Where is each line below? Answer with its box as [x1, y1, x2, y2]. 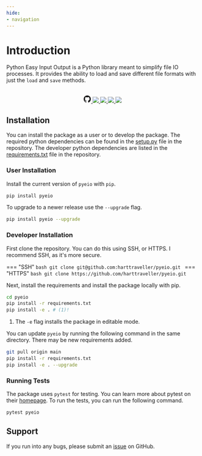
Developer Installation [6, 231, 73, 239]
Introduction [6, 43, 71, 58]
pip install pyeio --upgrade [6, 216, 81, 223]
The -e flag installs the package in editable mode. [15, 318, 140, 326]
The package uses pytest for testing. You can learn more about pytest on [6, 391, 191, 398]
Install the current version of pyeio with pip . [6, 180, 116, 187]
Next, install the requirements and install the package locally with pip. [6, 282, 181, 289]
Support [6, 426, 38, 437]
